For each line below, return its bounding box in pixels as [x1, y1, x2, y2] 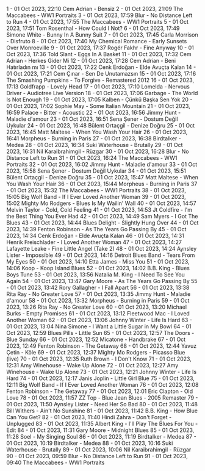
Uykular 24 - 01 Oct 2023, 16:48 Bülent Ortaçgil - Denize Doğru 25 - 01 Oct [6, 122, 195, 129]
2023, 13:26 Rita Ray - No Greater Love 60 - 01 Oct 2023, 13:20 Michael [6, 303, 187, 311]
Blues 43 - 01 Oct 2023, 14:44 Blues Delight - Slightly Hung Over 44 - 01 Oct [6, 219, 199, 226]
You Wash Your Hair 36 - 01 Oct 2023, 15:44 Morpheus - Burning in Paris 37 [6, 180, 198, 187]
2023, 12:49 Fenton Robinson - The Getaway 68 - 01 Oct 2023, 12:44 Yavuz [6, 342, 197, 350]
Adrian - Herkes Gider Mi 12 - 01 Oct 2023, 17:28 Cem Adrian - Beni [6, 57, 176, 64]
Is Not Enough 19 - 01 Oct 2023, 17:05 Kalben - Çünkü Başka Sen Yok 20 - [6, 96, 193, 103]
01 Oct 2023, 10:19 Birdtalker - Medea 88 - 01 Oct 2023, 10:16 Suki [6, 439, 173, 447]
